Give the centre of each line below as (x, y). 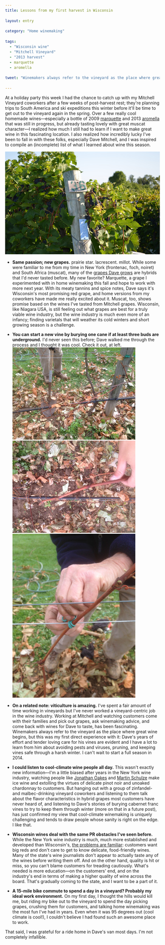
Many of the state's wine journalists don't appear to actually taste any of (85, 855)
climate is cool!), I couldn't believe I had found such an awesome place (84, 917)
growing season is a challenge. (43, 325)
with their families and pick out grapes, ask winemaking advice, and (81, 721)
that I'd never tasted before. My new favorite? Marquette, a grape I (80, 277)
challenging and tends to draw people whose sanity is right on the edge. (85, 820)
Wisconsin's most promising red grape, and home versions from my (81, 293)
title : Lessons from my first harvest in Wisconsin (59, 10)
